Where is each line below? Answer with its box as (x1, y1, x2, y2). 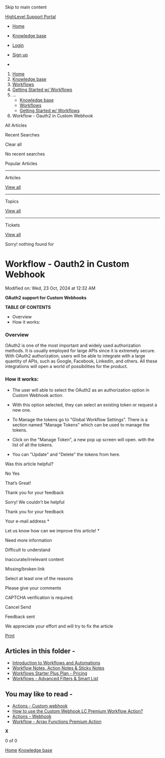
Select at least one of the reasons (5, 575, 73, 581)
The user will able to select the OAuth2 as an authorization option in (12, 387, 150, 393)
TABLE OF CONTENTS (5, 304, 51, 310)
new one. (12, 407, 31, 413)
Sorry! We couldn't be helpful (5, 499, 65, 505)
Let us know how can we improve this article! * (5, 527, 100, 533)
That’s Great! (5, 480, 31, 486)
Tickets (5, 222, 20, 228)
